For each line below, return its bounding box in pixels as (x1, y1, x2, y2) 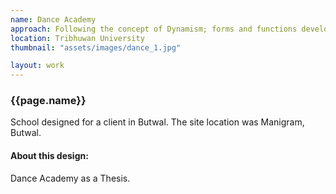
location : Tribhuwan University (10, 33, 145, 43)
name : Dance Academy (10, 14, 97, 25)
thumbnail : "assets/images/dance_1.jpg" (10, 42, 182, 53)
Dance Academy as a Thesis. (10, 172, 131, 184)
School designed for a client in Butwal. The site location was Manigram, (10, 116, 305, 128)
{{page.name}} (10, 94, 87, 108)
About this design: (10, 150, 89, 162)
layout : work (10, 61, 65, 71)
